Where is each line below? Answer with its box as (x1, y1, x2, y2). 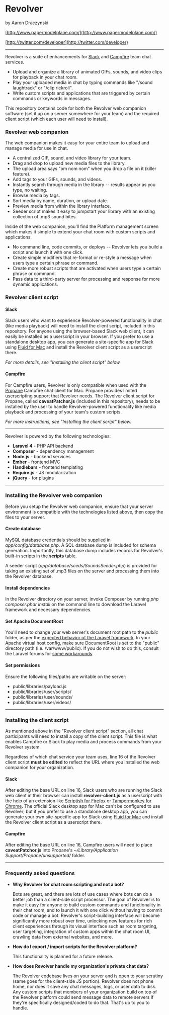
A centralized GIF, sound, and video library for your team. (12, 155, 132, 161)
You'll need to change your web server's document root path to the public (5, 629, 158, 635)
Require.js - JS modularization (12, 469, 76, 475)
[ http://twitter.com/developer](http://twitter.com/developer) (5, 39, 128, 45)
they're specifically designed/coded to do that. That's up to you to (12, 999, 150, 1005)
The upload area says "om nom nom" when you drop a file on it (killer (12, 165, 157, 172)
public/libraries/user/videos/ (12, 699, 71, 705)
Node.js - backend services (12, 453, 71, 459)
